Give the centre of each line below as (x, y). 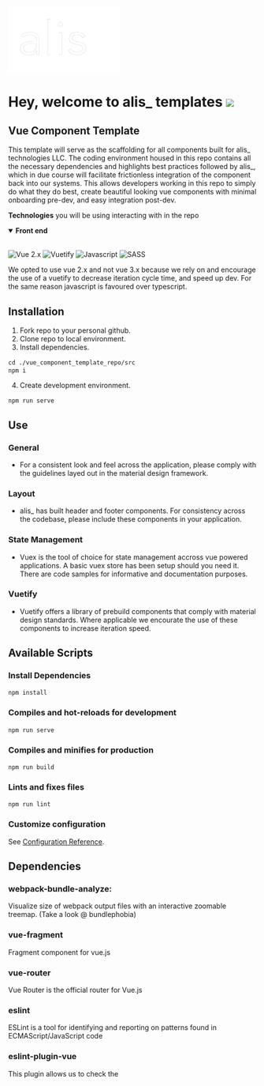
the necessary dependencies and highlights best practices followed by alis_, (132, 167)
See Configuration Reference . (56, 841)
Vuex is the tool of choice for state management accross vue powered (134, 557)
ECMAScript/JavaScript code (56, 1036)
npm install (28, 693)
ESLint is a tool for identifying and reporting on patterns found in (112, 1028)
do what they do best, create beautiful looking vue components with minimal (132, 192)
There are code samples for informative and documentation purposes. (134, 574)
